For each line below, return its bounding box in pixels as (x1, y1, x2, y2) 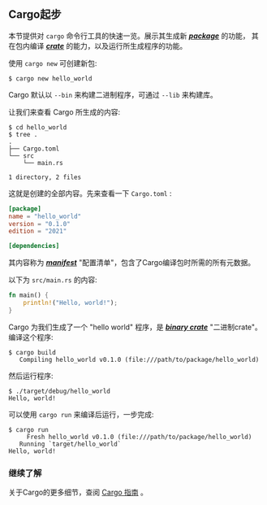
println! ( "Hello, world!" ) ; (23, 299, 118, 307)
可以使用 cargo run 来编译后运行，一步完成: (8, 409, 154, 419)
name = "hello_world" (8, 212, 82, 220)
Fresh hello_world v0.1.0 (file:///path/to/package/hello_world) (26, 433, 252, 441)
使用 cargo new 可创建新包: (8, 58, 97, 67)
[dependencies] (8, 242, 60, 250)
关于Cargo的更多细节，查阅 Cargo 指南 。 (8, 487, 149, 498)
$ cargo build (8, 348, 57, 356)
